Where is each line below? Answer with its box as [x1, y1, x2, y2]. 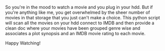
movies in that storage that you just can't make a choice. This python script [5, 15, 160, 20]
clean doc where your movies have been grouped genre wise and [5, 25, 140, 31]
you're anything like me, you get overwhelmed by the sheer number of [5, 9, 150, 15]
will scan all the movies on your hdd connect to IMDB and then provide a [5, 20, 154, 26]
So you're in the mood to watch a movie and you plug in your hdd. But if [5, 4, 153, 10]
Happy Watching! [5, 40, 41, 46]
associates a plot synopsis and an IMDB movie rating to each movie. [5, 31, 146, 36]
